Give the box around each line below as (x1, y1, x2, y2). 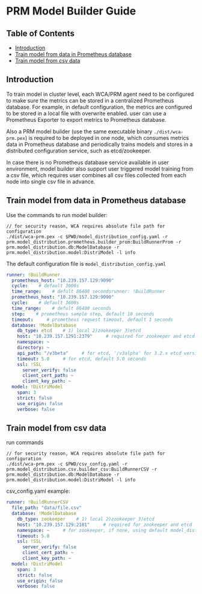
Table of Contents (6, 28, 75, 39)
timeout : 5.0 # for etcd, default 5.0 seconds (17, 356, 147, 362)
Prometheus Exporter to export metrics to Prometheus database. (6, 116, 167, 123)
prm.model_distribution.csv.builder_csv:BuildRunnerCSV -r (6, 466, 158, 473)
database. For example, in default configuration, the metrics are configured (6, 103, 192, 110)
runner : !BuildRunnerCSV (6, 499, 69, 505)
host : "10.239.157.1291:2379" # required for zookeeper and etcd (17, 333, 195, 340)
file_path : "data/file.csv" (11, 505, 82, 511)
